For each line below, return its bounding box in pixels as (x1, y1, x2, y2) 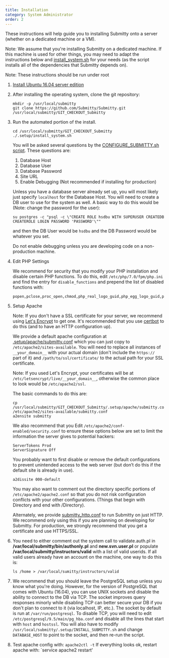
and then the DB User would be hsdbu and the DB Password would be (12, 228, 157, 234)
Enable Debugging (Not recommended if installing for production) (20, 179, 157, 185)
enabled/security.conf (12, 429, 61, 434)
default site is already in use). (12, 467, 74, 474)
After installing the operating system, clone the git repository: (12, 92, 140, 98)
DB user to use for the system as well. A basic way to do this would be (12, 200, 159, 206)
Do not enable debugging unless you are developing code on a (12, 243, 144, 249)
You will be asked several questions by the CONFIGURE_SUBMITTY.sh (12, 142, 159, 148)
